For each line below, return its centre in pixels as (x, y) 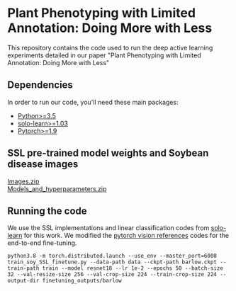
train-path (23, 268)
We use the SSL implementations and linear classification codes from (108, 228)
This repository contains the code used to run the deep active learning (110, 47)
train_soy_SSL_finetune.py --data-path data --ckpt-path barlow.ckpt (112, 262)
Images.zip (23, 181)
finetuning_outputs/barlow (82, 281)
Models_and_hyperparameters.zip (57, 188)
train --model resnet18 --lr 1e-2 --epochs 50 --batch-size (133, 268)
